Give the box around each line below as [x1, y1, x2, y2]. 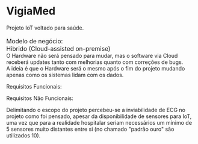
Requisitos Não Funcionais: [6, 95, 73, 102]
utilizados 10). [6, 131, 41, 139]
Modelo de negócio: [6, 37, 63, 45]
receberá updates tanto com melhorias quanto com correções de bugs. [6, 58, 184, 66]
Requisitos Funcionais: [6, 83, 62, 90]
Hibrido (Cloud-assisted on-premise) [6, 44, 111, 52]
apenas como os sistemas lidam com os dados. [6, 71, 124, 78]
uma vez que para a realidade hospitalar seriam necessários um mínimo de [6, 119, 193, 126]
